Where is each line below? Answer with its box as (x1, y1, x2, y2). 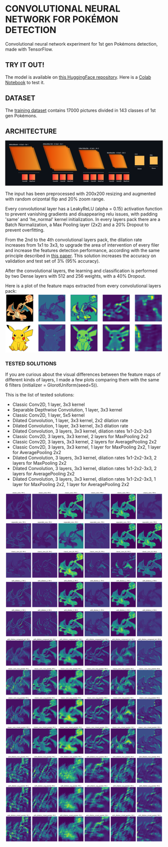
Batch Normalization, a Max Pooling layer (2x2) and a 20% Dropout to (5, 222, 149, 228)
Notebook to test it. (5, 79, 45, 85)
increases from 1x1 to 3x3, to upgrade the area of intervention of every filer (5, 242, 159, 248)
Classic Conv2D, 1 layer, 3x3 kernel (12, 401, 85, 407)
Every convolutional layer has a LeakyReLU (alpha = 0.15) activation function (5, 205, 162, 211)
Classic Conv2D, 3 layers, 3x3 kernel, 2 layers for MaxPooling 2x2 (12, 434, 148, 440)
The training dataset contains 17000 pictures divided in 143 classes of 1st (5, 107, 156, 113)
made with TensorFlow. (5, 46, 53, 52)
